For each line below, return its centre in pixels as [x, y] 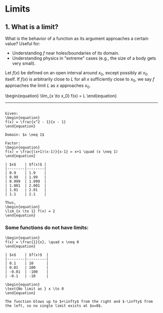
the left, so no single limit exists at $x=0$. [54, 306]
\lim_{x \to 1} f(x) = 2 [30, 211]
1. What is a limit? [32, 27]
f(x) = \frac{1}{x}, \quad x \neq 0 [42, 242]
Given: [12, 114]
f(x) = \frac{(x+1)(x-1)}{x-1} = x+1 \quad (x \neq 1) [62, 152]
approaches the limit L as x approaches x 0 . [48, 86]
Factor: [13, 143]
